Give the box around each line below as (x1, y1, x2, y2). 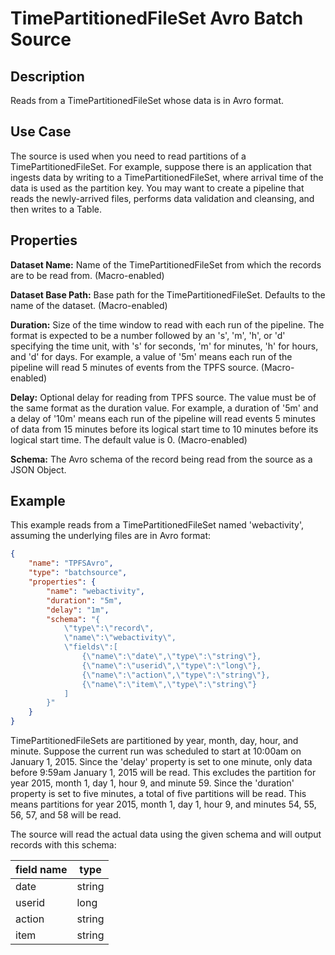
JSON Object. (10, 463, 67, 476)
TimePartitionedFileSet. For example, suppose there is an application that (10, 160, 312, 172)
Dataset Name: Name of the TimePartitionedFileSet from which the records (10, 258, 322, 271)
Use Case (10, 123, 72, 141)
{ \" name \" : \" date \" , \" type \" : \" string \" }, (81, 652, 262, 662)
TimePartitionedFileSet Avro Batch (10, 7, 304, 30)
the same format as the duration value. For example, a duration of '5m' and (10, 402, 319, 414)
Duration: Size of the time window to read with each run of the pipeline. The (10, 318, 325, 331)
